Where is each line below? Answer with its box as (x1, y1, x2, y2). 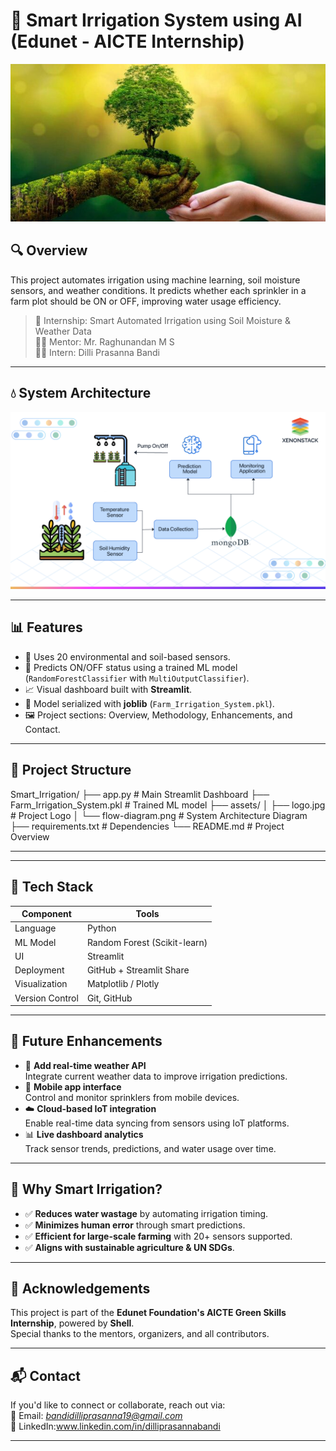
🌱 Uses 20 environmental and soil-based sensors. (24, 650, 231, 663)
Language (14, 922, 57, 934)
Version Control (14, 992, 79, 1004)
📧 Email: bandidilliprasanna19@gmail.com (10, 1410, 183, 1422)
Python (86, 922, 117, 934)
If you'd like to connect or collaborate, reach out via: (10, 1399, 226, 1411)
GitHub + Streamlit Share (86, 964, 190, 976)
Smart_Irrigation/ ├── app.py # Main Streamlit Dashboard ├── (10, 788, 270, 800)
